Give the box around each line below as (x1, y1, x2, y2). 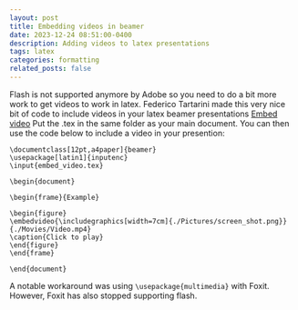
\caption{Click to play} (9, 233, 104, 242)
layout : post (9, 13, 59, 23)
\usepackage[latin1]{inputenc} (9, 153, 128, 162)
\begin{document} (9, 176, 76, 186)
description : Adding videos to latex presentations (9, 38, 210, 48)
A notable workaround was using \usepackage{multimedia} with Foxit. (9, 280, 271, 291)
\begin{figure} (9, 208, 67, 218)
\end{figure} (9, 240, 59, 250)
